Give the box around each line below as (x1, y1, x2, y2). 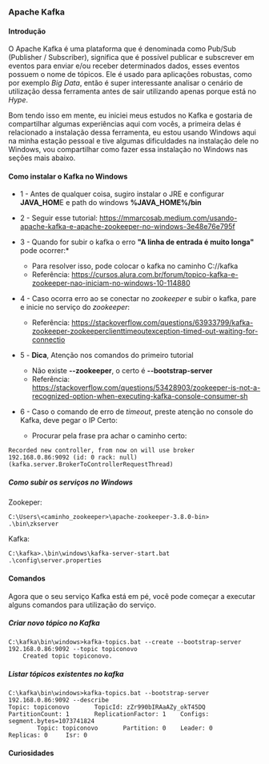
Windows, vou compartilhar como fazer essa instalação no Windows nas (8, 145, 248, 155)
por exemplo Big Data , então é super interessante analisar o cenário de (8, 78, 243, 88)
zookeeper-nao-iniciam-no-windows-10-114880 (31, 279, 191, 288)
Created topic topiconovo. (22, 652, 113, 661)
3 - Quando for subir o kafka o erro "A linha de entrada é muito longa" (19, 237, 255, 247)
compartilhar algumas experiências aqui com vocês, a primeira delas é (8, 119, 242, 129)
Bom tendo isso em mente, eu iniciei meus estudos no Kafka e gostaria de (8, 111, 253, 120)
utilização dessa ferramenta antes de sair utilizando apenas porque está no (8, 86, 257, 96)
